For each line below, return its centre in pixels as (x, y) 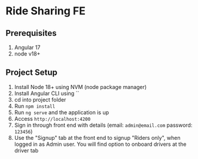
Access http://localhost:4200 (52, 118)
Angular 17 (27, 47)
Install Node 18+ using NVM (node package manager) (80, 87)
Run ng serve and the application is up (62, 112)
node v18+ (27, 54)
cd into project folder (40, 99)
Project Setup (32, 73)
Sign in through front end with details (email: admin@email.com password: (103, 125)
